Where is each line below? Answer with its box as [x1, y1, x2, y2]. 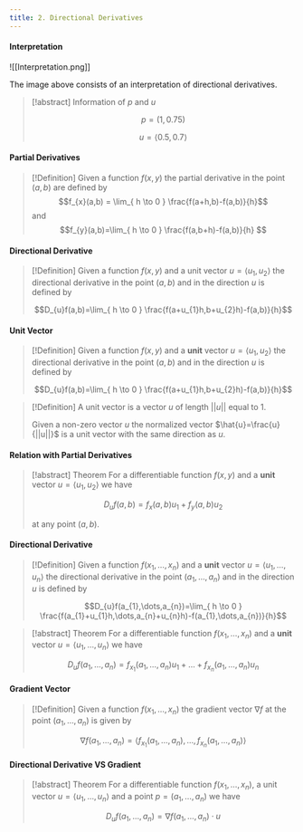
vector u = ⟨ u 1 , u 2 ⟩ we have [31, 479, 133, 493]
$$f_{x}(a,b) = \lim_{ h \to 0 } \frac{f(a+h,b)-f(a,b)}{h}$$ [58, 196, 269, 207]
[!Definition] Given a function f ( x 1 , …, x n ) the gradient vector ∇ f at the [31, 703, 287, 716]
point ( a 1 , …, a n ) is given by [31, 715, 132, 729]
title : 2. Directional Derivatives [9, 13, 144, 23]
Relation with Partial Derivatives [9, 449, 133, 460]
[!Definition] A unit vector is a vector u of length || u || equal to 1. [31, 402, 267, 413]
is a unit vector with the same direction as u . [61, 429, 226, 440]
